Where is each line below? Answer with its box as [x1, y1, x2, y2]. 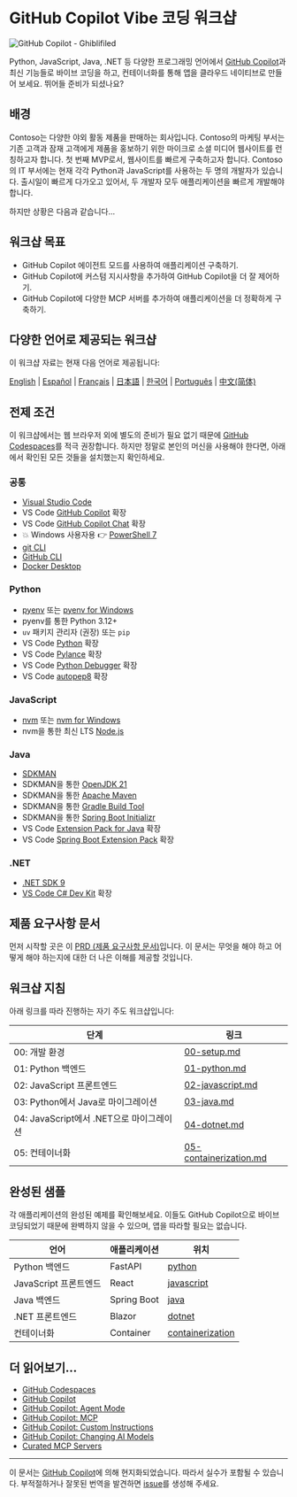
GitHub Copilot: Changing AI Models [21, 1431, 155, 1441]
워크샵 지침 [9, 980, 66, 996]
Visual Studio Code [21, 497, 93, 507]
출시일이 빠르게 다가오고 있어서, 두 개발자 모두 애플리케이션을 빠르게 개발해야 [20, 176, 286, 187]
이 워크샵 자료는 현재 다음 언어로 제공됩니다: [9, 358, 161, 368]
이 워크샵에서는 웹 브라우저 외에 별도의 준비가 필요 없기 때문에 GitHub [9, 430, 249, 441]
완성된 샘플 [9, 1184, 66, 1200]
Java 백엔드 [13, 1294, 61, 1307]
